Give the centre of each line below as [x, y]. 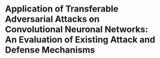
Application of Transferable [62, 9]
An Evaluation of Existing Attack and [80, 40]
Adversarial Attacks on [52, 19]
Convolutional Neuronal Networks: [77, 29]
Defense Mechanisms [50, 50]
